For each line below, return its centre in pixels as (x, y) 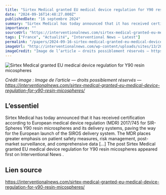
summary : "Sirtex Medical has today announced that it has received (77, 23)
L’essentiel (22, 106)
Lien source (23, 170)
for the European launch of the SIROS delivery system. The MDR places (78, 133)
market (12, 144)
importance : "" (21, 28)
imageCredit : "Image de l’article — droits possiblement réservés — (77, 51)
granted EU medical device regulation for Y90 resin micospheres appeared (81, 149)
